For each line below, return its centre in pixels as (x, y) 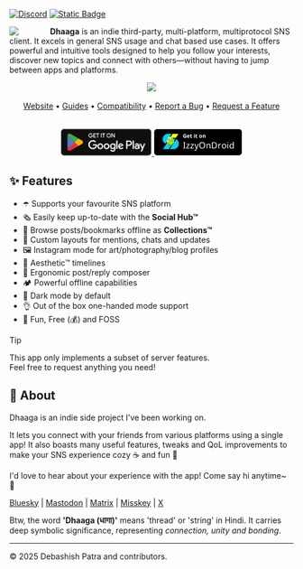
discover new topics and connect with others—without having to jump (139, 60)
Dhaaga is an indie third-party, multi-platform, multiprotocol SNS (170, 31)
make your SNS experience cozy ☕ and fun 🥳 (94, 454)
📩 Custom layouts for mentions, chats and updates (116, 239)
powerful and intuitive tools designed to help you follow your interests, (140, 51)
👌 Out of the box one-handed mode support (106, 305)
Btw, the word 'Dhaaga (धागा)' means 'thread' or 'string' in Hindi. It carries (146, 520)
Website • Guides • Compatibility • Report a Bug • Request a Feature (151, 106)
